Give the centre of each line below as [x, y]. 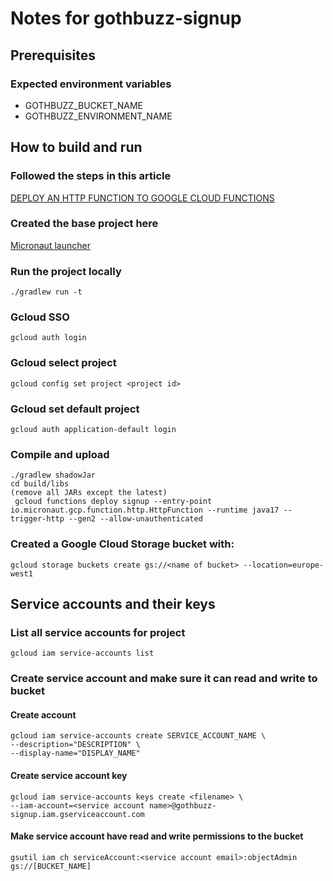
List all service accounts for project [98, 632]
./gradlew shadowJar [53, 475]
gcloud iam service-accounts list [82, 653]
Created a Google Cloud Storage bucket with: [122, 544]
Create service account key [69, 776]
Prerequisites [53, 55]
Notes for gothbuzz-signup [126, 18]
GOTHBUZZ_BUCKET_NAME [84, 105]
